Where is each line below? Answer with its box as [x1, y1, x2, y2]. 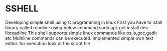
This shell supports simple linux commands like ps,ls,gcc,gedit [28, 30, 157, 36]
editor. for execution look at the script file [5, 40, 90, 46]
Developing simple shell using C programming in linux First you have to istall [5, 19, 162, 25]
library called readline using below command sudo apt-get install [5, 24, 139, 30]
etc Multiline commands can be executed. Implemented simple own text [5, 35, 154, 41]
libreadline [5, 30, 27, 36]
